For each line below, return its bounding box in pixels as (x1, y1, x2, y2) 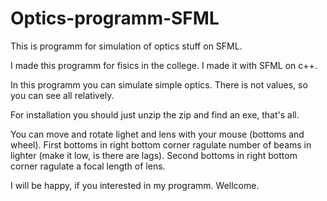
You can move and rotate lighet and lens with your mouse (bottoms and (10, 128, 305, 140)
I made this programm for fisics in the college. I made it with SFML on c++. (10, 59, 318, 71)
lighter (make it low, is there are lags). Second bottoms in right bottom (10, 149, 298, 161)
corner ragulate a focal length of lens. (10, 160, 166, 172)
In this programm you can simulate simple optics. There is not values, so (10, 78, 308, 91)
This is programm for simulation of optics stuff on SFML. (10, 40, 243, 52)
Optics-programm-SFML (10, 7, 220, 30)
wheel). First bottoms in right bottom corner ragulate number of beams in (10, 138, 312, 151)
